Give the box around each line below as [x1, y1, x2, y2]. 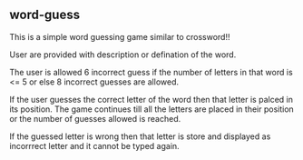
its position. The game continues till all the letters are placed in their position [9, 104, 295, 115]
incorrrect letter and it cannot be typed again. [9, 140, 180, 151]
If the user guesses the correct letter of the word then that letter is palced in [9, 94, 293, 105]
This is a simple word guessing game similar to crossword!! [9, 31, 230, 42]
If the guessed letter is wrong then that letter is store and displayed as [9, 131, 271, 142]
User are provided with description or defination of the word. [9, 49, 237, 60]
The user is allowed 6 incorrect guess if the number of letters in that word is [9, 66, 293, 77]
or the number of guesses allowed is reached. [9, 113, 181, 124]
